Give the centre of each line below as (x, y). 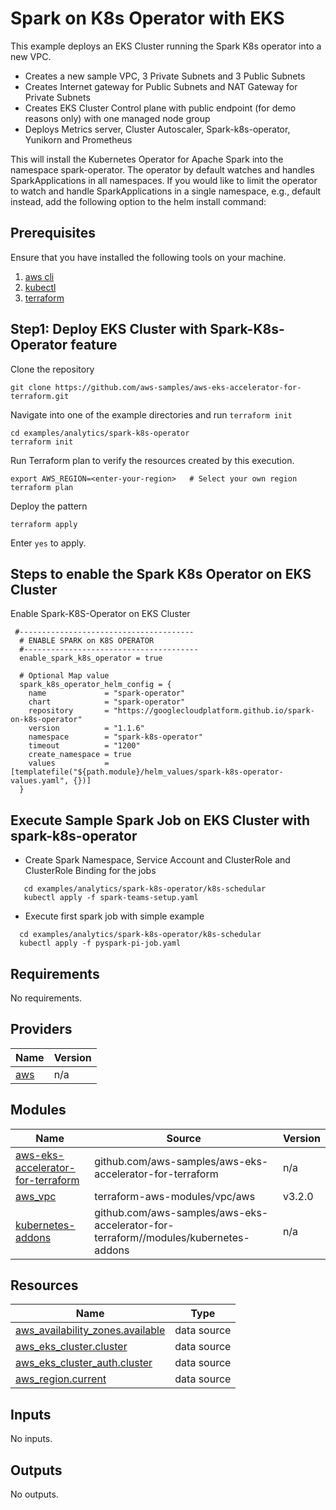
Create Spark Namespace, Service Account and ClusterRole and (157, 860)
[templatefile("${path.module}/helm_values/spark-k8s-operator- (147, 772)
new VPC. (31, 56)
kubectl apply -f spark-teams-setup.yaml (111, 898)
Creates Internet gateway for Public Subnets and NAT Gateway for (161, 86)
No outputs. (34, 1494)
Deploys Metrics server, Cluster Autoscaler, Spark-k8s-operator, (157, 129)
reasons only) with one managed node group (117, 118)
